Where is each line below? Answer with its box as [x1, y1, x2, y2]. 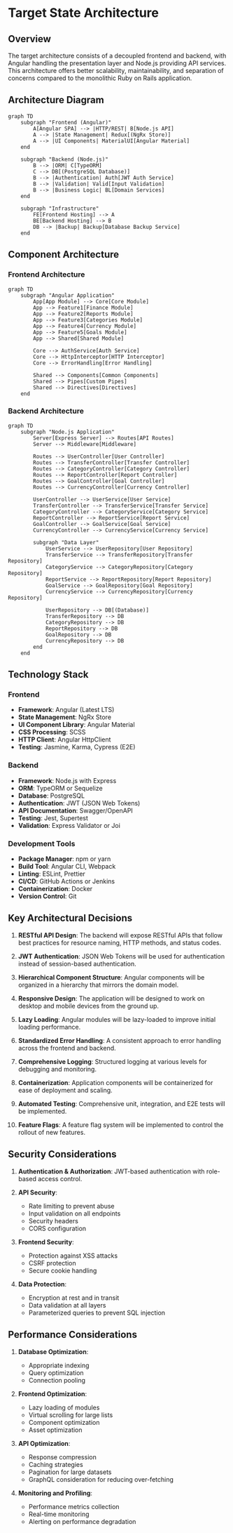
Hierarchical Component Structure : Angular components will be [17, 973, 205, 981]
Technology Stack [8, 669, 89, 680]
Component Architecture [8, 249, 120, 261]
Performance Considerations [8, 1329, 137, 1341]
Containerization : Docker [17, 885, 93, 893]
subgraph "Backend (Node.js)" [20, 156, 109, 163]
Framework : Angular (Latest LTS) [17, 706, 115, 714]
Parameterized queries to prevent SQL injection [28, 1308, 166, 1317]
